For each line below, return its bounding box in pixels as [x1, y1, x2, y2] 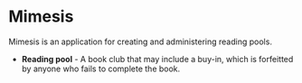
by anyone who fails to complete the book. [21, 63, 181, 74]
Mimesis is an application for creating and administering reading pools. [8, 36, 273, 47]
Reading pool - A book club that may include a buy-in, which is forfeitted [21, 53, 294, 64]
